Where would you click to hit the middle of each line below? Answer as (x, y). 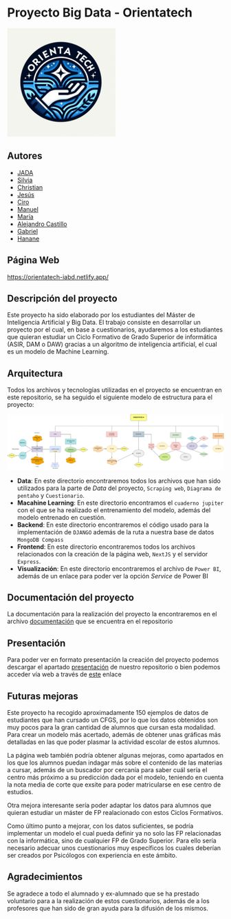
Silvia (25, 180)
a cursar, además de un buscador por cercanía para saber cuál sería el (107, 770)
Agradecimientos (45, 877)
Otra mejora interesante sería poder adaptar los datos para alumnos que (109, 805)
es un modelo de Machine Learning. (58, 352)
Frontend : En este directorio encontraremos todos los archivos (106, 547)
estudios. (20, 792)
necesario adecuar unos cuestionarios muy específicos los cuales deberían (114, 848)
